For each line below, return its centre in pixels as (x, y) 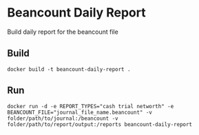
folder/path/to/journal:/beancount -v (63, 118)
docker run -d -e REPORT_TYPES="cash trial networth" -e (91, 106)
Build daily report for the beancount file (63, 32)
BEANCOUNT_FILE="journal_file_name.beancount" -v (80, 112)
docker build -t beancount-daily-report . (69, 69)
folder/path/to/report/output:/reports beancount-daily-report (100, 124)
